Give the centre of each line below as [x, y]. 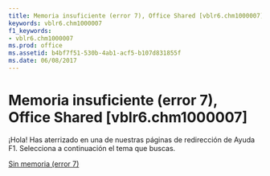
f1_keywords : [30, 31]
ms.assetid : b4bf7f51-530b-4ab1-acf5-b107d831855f [95, 53]
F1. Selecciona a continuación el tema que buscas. [92, 148]
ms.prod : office [35, 46]
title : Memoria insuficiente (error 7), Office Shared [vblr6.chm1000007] [136, 16]
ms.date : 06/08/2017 [43, 61]
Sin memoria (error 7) [44, 164]
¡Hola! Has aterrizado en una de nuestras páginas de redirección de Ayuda [132, 139]
